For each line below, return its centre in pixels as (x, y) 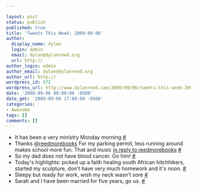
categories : (21, 104)
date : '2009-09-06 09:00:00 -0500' (50, 94)
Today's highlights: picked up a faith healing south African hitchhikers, (99, 162)
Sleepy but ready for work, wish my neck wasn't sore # (81, 175)
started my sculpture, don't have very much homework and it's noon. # (100, 169)
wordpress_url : (25, 88)
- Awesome (18, 109)
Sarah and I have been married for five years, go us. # (80, 181)
